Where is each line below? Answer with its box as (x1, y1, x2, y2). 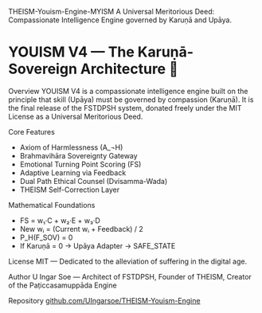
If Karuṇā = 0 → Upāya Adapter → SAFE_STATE (19, 241, 176, 250)
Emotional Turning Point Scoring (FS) (19, 159, 142, 169)
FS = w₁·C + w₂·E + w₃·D (19, 215, 101, 225)
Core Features (8, 127, 56, 136)
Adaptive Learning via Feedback (19, 167, 127, 178)
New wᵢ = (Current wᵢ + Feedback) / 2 (19, 224, 143, 233)
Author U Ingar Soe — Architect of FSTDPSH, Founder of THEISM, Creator (8, 272, 252, 281)
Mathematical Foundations (8, 200, 96, 209)
